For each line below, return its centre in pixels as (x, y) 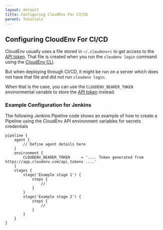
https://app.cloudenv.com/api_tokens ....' (51, 162)
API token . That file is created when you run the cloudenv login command (81, 57)
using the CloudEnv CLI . (30, 62)
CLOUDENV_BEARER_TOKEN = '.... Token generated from (83, 157)
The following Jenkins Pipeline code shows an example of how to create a (81, 116)
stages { (23, 170)
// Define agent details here (54, 144)
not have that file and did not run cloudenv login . (56, 77)
